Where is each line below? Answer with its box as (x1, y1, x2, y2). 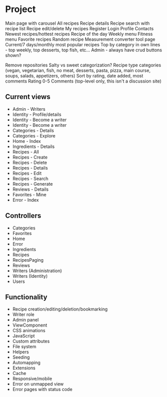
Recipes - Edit (12, 170, 42, 176)
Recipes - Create (12, 154, 48, 160)
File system (12, 344, 37, 350)
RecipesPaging (12, 257, 44, 263)
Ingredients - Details (12, 143, 55, 149)
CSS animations (12, 328, 46, 334)
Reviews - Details (12, 186, 49, 192)
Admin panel (12, 317, 39, 323)
